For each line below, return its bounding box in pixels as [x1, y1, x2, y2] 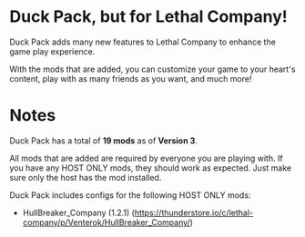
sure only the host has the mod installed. [9, 172, 162, 183]
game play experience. [9, 45, 96, 56]
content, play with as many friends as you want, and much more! [9, 73, 252, 84]
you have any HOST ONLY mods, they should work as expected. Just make [9, 162, 292, 173]
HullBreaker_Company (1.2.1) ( [22, 207, 135, 218]
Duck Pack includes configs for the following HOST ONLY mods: [9, 189, 251, 201]
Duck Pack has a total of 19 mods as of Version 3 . [9, 134, 198, 146]
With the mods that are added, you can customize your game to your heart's [9, 64, 296, 74]
